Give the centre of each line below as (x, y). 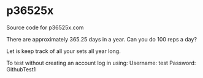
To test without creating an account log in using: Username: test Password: (101, 63)
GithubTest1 (21, 69)
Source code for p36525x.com (45, 27)
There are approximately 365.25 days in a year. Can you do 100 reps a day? (102, 39)
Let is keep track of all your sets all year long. (63, 51)
